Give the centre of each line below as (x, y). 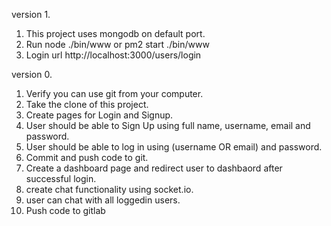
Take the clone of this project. (87, 104)
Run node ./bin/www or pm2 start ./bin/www (117, 44)
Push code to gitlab (65, 210)
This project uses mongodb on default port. (115, 33)
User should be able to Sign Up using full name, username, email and (168, 125)
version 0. (32, 74)
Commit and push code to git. (87, 157)
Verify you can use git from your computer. (114, 93)
